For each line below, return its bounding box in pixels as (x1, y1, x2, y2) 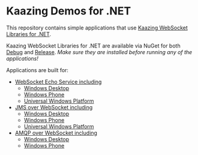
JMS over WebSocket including (14, 103, 93, 111)
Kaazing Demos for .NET (6, 4, 131, 18)
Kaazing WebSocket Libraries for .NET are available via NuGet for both (6, 42, 181, 49)
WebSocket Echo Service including (14, 78, 102, 85)
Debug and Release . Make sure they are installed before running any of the (6, 48, 193, 55)
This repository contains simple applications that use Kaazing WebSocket (6, 24, 188, 31)
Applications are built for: (6, 66, 69, 73)
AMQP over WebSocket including (14, 129, 98, 136)
